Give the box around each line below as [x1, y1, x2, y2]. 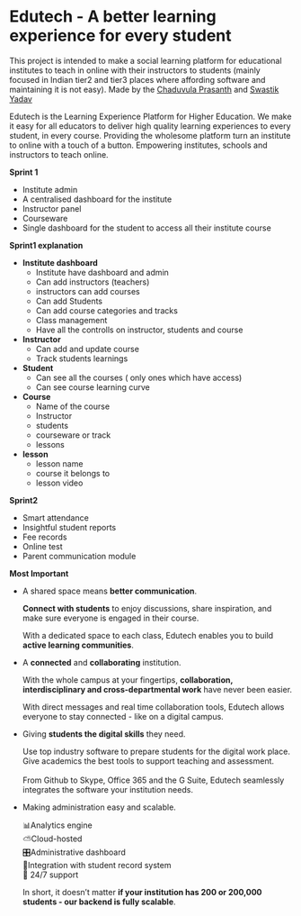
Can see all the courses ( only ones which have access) [35, 372, 243, 383]
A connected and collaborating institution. [22, 657, 181, 667]
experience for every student [9, 25, 232, 46]
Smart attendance [22, 512, 90, 523]
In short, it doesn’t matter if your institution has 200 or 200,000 [22, 886, 262, 897]
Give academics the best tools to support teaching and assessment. [22, 755, 275, 766]
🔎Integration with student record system [22, 859, 172, 870]
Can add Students [35, 295, 103, 306]
